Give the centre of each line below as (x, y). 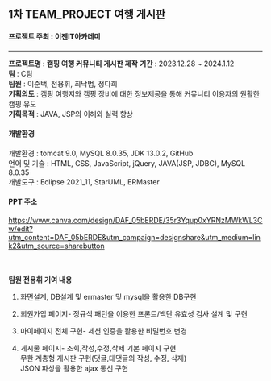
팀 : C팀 (21, 73)
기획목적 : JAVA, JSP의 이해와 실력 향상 (71, 114)
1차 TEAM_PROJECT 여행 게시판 (87, 14)
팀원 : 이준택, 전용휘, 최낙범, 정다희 (63, 84)
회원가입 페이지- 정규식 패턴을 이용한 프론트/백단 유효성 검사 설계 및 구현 (133, 314)
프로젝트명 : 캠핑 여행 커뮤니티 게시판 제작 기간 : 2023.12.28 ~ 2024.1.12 (121, 64)
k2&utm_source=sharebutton (56, 246)
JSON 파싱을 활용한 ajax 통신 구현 (74, 368)
